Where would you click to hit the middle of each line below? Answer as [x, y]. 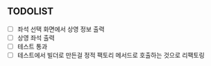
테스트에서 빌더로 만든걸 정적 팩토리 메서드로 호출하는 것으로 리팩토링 [111, 55]
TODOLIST [31, 11]
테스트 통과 [32, 46]
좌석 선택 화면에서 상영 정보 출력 [61, 29]
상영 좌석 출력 [36, 38]
